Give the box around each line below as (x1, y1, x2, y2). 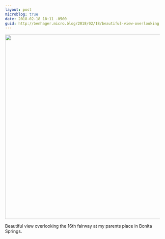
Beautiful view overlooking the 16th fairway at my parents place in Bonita (5, 223, 152, 229)
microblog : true (5, 12, 38, 17)
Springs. (5, 228, 22, 234)
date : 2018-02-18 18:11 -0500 (5, 16, 67, 21)
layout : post (5, 7, 32, 12)
